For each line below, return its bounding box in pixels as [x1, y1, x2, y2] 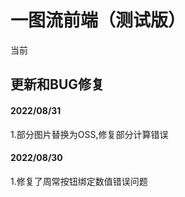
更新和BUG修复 [10, 76, 105, 93]
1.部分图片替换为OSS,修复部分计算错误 [10, 128, 169, 140]
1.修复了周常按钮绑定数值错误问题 [10, 175, 148, 187]
